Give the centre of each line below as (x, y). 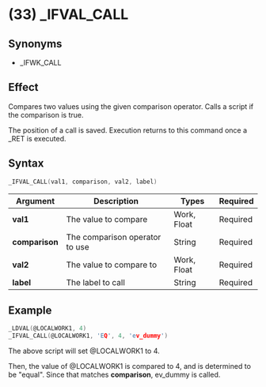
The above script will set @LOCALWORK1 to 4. (84, 351)
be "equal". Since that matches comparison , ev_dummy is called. (114, 375)
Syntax (26, 163)
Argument (35, 201)
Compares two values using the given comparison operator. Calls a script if (131, 106)
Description (116, 201)
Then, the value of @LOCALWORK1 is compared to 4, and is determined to (130, 366)
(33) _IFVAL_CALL (68, 15)
